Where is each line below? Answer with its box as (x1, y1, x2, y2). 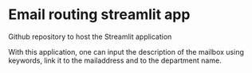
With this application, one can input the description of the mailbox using (8, 47, 245, 56)
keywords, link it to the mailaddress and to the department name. (8, 56, 222, 65)
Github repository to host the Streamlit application (8, 32, 172, 41)
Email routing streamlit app (8, 6, 191, 24)
